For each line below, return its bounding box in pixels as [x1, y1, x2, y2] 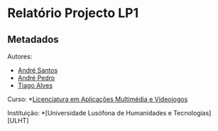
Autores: [7, 52, 33, 61]
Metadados [7, 33, 59, 46]
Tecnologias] [173, 109, 212, 117]
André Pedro [17, 73, 55, 82]
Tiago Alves [17, 81, 53, 90]
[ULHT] [7, 116, 29, 125]
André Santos [17, 66, 58, 74]
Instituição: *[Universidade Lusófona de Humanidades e [7, 109, 173, 117]
